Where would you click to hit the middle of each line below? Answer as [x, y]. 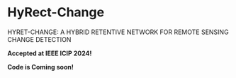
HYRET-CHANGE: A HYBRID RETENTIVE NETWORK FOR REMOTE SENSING [118, 32]
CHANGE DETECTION [39, 39]
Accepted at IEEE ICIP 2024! [50, 53]
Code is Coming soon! [41, 67]
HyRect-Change [56, 12]
